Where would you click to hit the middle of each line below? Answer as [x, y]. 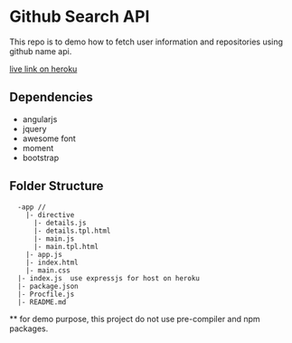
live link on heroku [43, 69]
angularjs [40, 119]
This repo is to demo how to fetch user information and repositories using [146, 42]
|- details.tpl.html [72, 231]
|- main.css [48, 270]
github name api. [41, 51]
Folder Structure [57, 186]
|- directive [50, 214]
